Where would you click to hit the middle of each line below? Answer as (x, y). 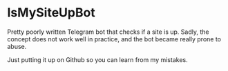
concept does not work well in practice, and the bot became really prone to (114, 39)
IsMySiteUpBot (51, 13)
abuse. (17, 46)
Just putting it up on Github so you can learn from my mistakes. (97, 59)
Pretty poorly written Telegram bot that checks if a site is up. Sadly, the (108, 32)
